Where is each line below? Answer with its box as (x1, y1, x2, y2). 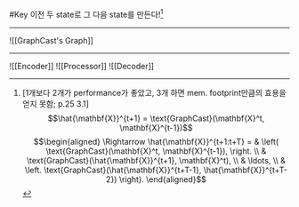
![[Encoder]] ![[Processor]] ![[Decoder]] (9, 60, 154, 71)
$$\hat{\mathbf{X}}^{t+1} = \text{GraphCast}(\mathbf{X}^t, (47, 113, 265, 123)
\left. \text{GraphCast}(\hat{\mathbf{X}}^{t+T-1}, (25, 164, 202, 175)
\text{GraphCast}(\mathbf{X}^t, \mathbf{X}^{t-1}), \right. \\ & (45, 146, 267, 156)
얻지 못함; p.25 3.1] (21, 98, 89, 109)
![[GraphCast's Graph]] (9, 35, 93, 45)
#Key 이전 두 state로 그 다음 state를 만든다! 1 (9, 8, 164, 20)
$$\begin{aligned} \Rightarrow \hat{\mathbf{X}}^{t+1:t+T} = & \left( (33, 136, 279, 147)
